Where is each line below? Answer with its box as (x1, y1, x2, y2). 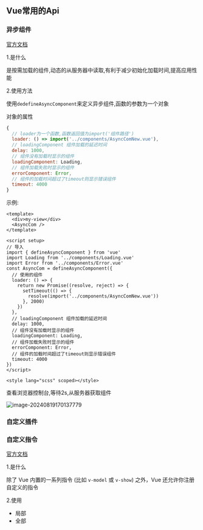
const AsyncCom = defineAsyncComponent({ (6, 265, 113, 272)
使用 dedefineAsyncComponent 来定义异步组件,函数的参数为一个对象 (6, 100, 169, 107)
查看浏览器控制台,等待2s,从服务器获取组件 (6, 389, 111, 397)
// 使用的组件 (12, 272, 43, 278)
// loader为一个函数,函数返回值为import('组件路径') (12, 130, 134, 137)
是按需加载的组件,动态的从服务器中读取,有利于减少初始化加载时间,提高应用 (6, 66, 193, 74)
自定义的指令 (6, 484, 38, 491)
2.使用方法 (6, 87, 33, 94)
